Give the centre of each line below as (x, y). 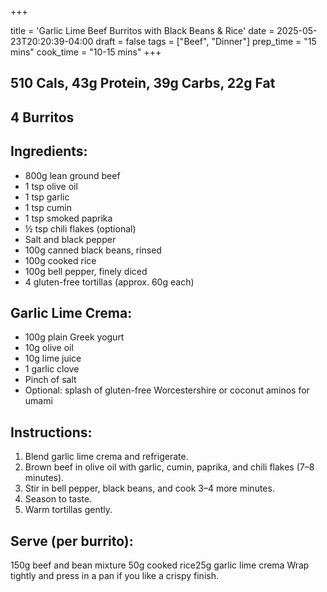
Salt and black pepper (70, 239)
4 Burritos (42, 117)
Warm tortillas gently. (68, 510)
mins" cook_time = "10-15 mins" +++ (86, 52)
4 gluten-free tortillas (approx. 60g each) (109, 282)
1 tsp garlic (47, 197)
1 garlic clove (52, 369)
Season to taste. (58, 499)
